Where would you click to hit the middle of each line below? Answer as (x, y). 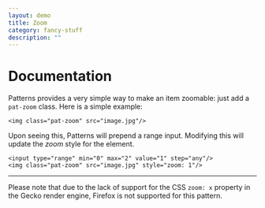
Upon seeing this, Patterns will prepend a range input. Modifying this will (126, 136)
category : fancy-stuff (45, 30)
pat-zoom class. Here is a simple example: (76, 106)
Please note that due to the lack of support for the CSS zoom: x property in (129, 188)
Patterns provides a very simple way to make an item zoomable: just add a (129, 98)
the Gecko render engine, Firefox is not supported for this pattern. (115, 196)
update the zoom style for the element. (71, 144)
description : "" (35, 37)
